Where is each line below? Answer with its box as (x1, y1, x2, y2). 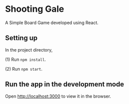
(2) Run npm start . (5, 66, 43, 72)
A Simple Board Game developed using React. (5, 20, 98, 26)
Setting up (5, 34, 38, 42)
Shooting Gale (5, 3, 64, 15)
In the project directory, (5, 47, 53, 52)
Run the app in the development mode (5, 80, 124, 89)
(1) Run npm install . (5, 56, 46, 62)
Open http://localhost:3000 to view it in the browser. (5, 93, 111, 99)
